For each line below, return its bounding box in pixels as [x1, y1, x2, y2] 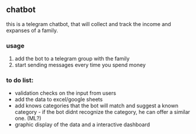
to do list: [6, 76, 34, 85]
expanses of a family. [6, 27, 58, 34]
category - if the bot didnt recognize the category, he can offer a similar [14, 109, 191, 116]
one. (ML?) [14, 115, 41, 122]
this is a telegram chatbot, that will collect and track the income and [6, 20, 172, 27]
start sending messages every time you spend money [14, 62, 146, 69]
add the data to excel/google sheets [14, 96, 103, 103]
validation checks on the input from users [14, 90, 117, 97]
